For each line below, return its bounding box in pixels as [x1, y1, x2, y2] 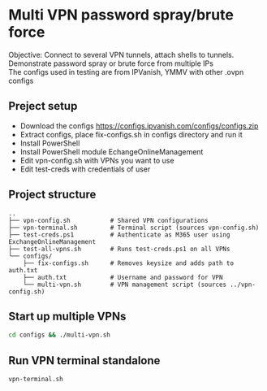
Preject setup [8, 99, 78, 113]
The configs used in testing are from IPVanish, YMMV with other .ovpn [8, 67, 244, 76]
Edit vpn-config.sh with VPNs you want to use [19, 155, 174, 165]
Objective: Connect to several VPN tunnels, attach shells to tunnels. [8, 50, 235, 59]
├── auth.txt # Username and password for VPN [23, 273, 223, 281]
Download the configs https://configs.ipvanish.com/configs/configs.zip [19, 120, 259, 131]
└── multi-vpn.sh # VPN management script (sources [23, 280, 227, 289]
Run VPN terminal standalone [8, 354, 161, 367]
